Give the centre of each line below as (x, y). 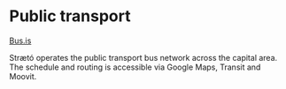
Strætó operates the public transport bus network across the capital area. (143, 57)
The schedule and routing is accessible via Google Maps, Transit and (135, 67)
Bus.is (20, 41)
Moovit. (23, 76)
